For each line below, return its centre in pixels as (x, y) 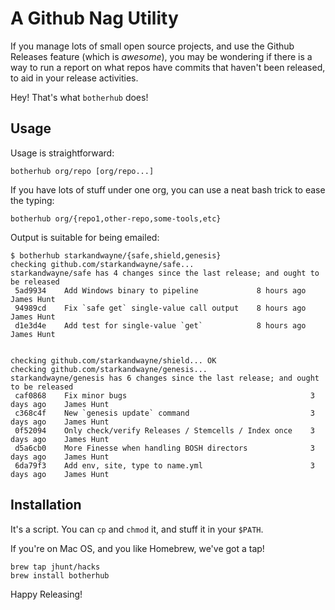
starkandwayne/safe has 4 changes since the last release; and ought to (165, 273)
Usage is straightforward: (62, 153)
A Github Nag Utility (94, 18)
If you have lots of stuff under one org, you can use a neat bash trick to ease (168, 189)
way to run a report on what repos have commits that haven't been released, (168, 67)
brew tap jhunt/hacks (55, 567)
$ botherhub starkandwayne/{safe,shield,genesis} (116, 255)
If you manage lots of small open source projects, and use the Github (152, 46)
